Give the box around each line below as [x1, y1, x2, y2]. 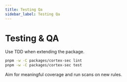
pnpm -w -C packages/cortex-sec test [5, 63, 82, 68]
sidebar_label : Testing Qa [5, 12, 60, 17]
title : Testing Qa [5, 7, 43, 12]
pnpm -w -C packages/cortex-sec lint [5, 58, 82, 63]
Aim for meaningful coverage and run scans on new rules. [5, 72, 123, 78]
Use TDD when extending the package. [5, 49, 85, 55]
